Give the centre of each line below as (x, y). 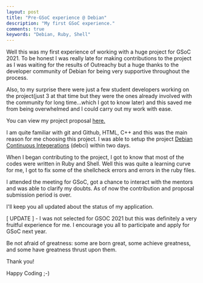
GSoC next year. (27, 231)
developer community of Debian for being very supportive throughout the (98, 71)
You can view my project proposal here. (56, 121)
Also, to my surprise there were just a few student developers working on (98, 89)
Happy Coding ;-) (28, 273)
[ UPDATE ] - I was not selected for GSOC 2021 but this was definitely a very (101, 218)
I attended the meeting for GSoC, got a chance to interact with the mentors (100, 182)
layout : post (23, 12)
